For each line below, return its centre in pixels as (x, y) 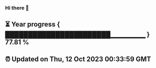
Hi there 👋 (17, 8)
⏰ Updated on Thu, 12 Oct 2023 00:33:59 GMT (78, 59)
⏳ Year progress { (33, 24)
